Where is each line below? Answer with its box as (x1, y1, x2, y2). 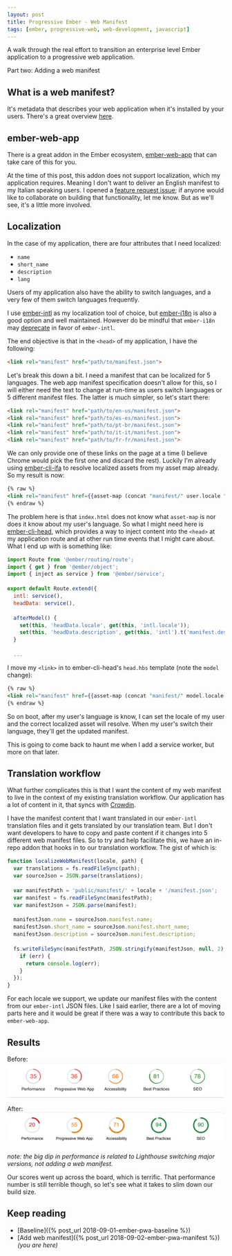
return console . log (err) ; (25, 960, 100, 967)
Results (7, 1037, 41, 1048)
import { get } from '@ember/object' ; (7, 563, 119, 570)
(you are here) (17, 1241, 59, 1249)
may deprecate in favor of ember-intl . (7, 323, 115, 331)
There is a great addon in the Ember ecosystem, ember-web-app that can (7, 151, 217, 158)
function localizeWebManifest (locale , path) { (7, 858, 144, 865)
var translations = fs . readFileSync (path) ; (13, 865, 140, 872)
